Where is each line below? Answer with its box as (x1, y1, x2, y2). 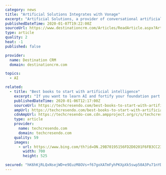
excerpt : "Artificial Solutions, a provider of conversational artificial (5, 16, 163, 21)
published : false (5, 44, 41, 49)
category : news (5, 7, 37, 12)
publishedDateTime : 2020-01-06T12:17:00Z (14, 98, 100, 103)
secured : (5, 163, 23, 168)
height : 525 (23, 154, 48, 159)
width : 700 (23, 149, 45, 154)
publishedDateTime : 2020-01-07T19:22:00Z (5, 21, 92, 26)
